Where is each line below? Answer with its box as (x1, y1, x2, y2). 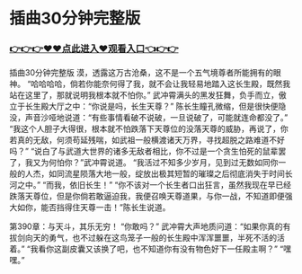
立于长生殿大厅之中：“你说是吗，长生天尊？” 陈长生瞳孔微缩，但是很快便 (9, 101, 279, 112)
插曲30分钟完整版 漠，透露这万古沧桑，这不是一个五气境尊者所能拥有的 (9, 67, 274, 78)
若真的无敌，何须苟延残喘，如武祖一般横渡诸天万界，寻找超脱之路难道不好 (9, 135, 285, 146)
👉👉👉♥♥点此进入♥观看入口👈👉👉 (9, 42, 179, 55)
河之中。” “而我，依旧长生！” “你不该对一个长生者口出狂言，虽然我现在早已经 (9, 180, 292, 190)
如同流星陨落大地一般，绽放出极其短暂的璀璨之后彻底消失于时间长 (48, 168, 293, 180)
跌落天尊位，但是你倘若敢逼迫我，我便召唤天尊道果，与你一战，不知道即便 (9, 190, 285, 202)
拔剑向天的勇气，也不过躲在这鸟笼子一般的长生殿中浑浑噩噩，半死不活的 (9, 233, 277, 243)
